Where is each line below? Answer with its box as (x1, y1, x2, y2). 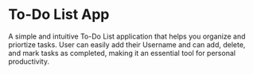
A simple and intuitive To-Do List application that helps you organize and (8, 31, 246, 41)
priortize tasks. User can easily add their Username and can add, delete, (8, 39, 246, 49)
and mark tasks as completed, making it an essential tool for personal (8, 48, 236, 57)
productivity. (8, 57, 50, 66)
